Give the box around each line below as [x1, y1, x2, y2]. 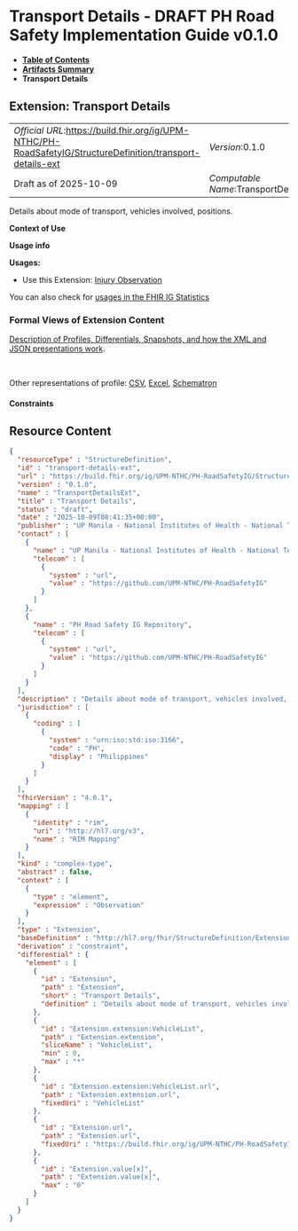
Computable [208, 171, 261, 184]
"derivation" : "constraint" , [17, 942, 129, 951]
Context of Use [9, 223, 67, 233]
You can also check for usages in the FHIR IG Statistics [9, 291, 210, 302]
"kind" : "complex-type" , [17, 859, 114, 868]
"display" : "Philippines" [48, 752, 149, 761]
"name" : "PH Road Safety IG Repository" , [32, 620, 192, 629]
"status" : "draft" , [17, 505, 93, 514]
